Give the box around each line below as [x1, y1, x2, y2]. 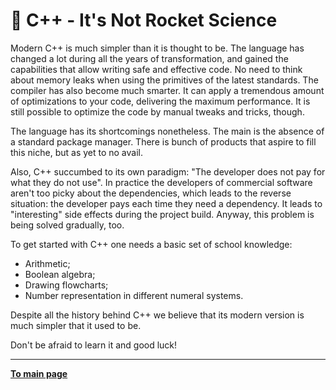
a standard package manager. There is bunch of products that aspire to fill [10, 135, 317, 148]
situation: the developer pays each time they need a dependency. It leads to [10, 197, 323, 209]
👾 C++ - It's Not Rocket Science [10, 9, 278, 32]
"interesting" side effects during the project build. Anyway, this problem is [10, 208, 315, 220]
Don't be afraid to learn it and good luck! [10, 339, 178, 351]
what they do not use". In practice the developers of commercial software [10, 176, 313, 188]
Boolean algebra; [24, 268, 96, 280]
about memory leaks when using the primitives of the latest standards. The [10, 74, 319, 86]
